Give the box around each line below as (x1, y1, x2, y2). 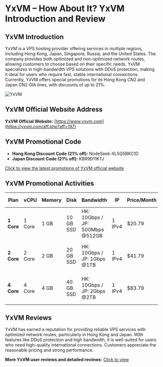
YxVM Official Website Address (5, 105, 103, 114)
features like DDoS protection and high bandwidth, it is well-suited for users (5, 337, 157, 343)
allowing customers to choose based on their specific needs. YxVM (5, 61, 140, 67)
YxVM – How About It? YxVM (5, 3, 125, 14)
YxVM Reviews (5, 313, 52, 322)
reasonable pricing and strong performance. (5, 347, 94, 353)
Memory (41, 197, 62, 204)
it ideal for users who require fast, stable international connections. (5, 72, 139, 77)
